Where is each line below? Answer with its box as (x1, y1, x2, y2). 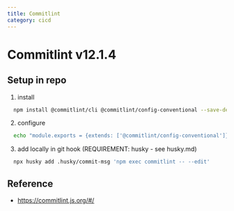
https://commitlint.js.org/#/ (17, 196, 95, 204)
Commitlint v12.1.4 (7, 47, 117, 63)
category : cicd (7, 17, 52, 24)
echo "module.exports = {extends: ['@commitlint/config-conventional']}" (13, 132, 232, 139)
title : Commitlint (7, 10, 61, 17)
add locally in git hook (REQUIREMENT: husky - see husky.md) (17, 145, 197, 153)
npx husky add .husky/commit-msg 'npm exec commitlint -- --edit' (13, 158, 210, 166)
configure (17, 119, 46, 127)
